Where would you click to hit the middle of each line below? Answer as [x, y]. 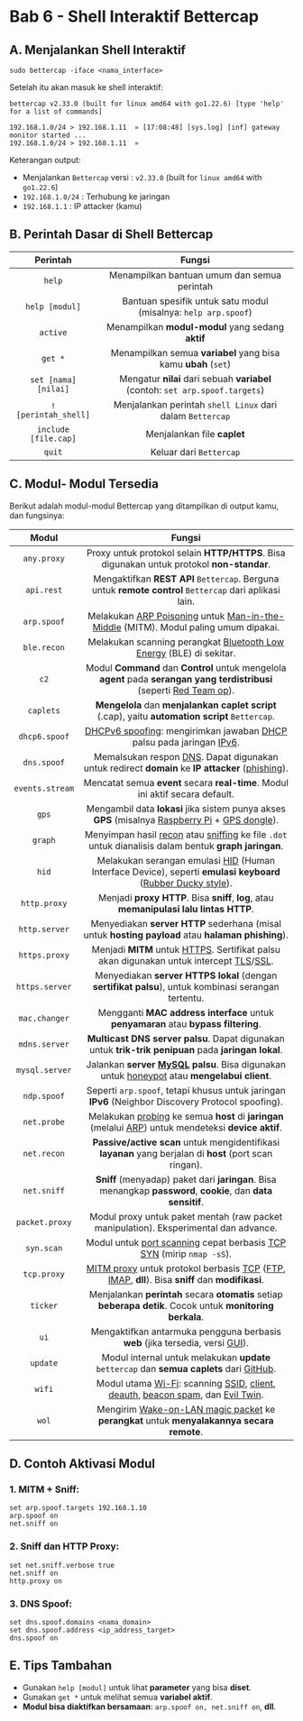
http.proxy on [36, 1581]
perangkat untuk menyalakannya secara [186, 1420]
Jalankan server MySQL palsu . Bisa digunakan [186, 1064]
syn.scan [44, 1248]
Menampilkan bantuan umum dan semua [196, 275]
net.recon [44, 1153]
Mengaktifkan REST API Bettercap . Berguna [186, 579]
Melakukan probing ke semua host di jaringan [186, 1116]
